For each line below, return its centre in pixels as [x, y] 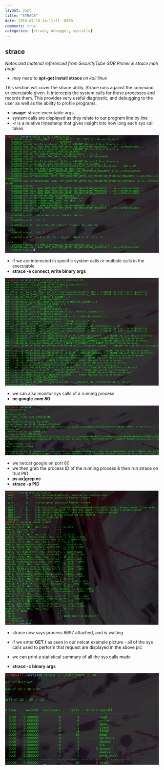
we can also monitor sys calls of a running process [63, 393]
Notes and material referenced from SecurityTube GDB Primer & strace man [82, 63]
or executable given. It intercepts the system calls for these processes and [80, 93]
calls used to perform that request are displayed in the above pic [77, 647]
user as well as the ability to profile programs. [51, 103]
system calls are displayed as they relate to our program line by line [80, 118]
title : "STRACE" [21, 15]
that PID [20, 474]
